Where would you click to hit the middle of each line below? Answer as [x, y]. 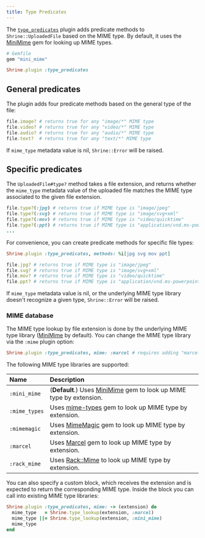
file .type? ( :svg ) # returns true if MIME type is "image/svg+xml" [92, 214]
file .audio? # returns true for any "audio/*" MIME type [80, 133]
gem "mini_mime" [27, 59]
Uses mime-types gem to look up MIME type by [119, 407]
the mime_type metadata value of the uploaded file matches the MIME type [99, 190]
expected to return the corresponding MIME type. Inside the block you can [100, 489]
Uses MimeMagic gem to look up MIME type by [117, 425]
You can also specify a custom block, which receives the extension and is [99, 483]
